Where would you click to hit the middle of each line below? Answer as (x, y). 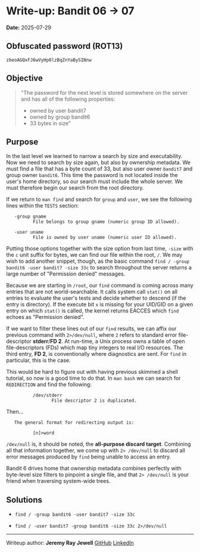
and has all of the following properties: (68, 99)
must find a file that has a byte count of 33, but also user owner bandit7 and (99, 169)
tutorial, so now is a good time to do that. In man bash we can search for (93, 378)
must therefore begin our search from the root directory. (75, 188)
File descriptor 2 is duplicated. (94, 401)
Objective (25, 78)
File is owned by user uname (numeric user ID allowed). (105, 238)
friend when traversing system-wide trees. (58, 481)
